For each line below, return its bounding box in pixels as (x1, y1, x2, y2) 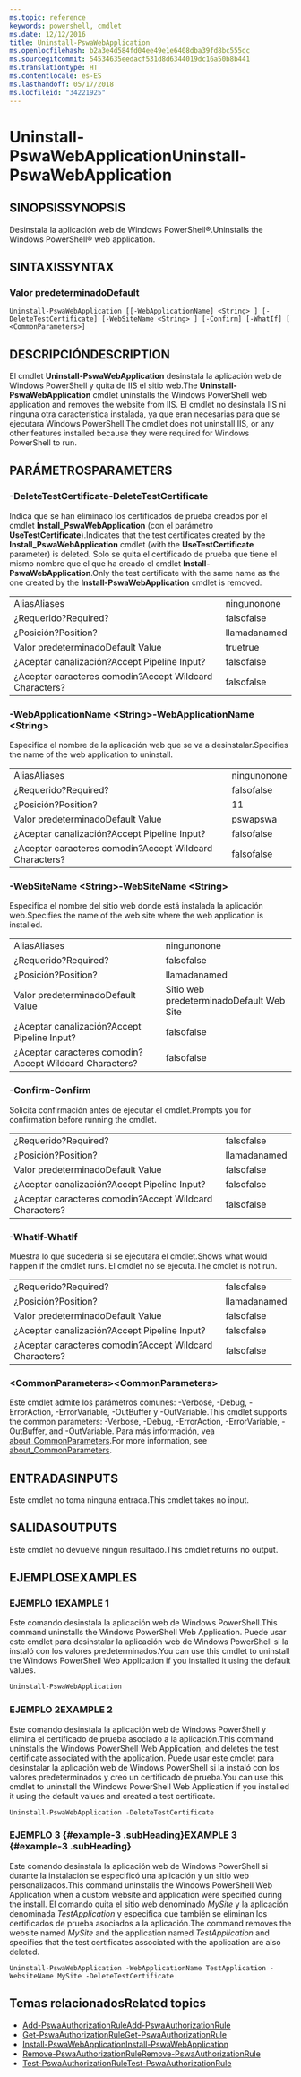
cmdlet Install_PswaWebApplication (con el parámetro (9, 520, 213, 530)
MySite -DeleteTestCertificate (56, 1971, 175, 1980)
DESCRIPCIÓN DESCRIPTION (9, 347, 170, 362)
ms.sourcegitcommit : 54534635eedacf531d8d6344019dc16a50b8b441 (9, 55, 251, 64)
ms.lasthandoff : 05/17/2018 (9, 80, 115, 89)
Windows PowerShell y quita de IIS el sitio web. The (9, 380, 198, 391)
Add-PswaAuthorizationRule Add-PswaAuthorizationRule (21, 2020, 231, 2030)
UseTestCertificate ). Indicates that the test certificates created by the (9, 530, 266, 540)
